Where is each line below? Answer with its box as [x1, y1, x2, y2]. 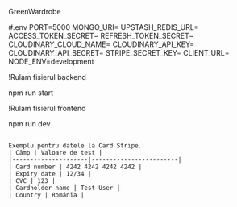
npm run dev [8, 119, 51, 128]
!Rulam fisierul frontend [8, 104, 86, 113]
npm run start [8, 88, 54, 97]
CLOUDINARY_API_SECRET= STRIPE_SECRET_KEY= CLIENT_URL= [8, 48, 230, 57]
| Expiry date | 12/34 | [8, 170, 92, 178]
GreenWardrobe [8, 7, 62, 16]
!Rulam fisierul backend [8, 72, 87, 81]
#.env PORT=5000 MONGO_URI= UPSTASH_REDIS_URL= [8, 23, 199, 31]
